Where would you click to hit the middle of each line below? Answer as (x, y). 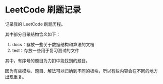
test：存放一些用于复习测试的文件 (46, 50)
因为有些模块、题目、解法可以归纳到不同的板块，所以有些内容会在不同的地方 (81, 71)
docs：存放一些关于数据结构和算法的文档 (53, 44)
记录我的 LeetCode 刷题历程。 (35, 24)
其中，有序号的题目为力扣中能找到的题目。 (48, 60)
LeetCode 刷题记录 (43, 10)
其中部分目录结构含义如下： (33, 34)
